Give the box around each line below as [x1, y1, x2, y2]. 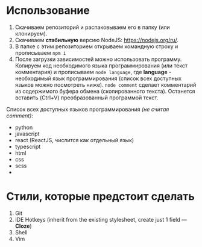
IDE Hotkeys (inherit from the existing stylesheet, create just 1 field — [14, 216, 188, 223]
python [14, 123, 33, 131]
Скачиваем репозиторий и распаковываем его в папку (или [14, 23, 170, 31]
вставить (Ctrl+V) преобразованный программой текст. [14, 94, 159, 101]
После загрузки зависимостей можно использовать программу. [14, 55, 182, 63]
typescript [14, 143, 41, 150]
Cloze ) [14, 222, 32, 230]
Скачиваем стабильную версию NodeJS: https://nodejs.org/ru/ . [14, 36, 179, 43]
